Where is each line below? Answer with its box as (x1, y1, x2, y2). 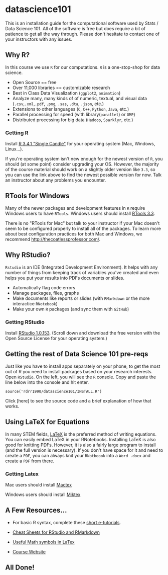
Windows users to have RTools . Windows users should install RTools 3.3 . (5, 210, 155, 216)
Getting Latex (5, 470, 39, 477)
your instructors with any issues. (5, 36, 73, 42)
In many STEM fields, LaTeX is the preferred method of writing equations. (5, 431, 157, 437)
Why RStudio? (5, 251, 51, 260)
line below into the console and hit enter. (5, 379, 89, 385)
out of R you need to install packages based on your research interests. (5, 368, 153, 374)
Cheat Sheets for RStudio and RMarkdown (12, 529, 100, 535)
